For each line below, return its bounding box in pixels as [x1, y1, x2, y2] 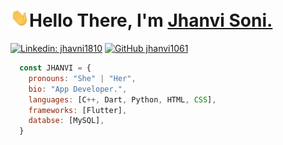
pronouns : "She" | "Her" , [28, 73, 137, 83]
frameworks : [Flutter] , [28, 105, 128, 115]
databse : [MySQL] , [28, 116, 105, 126]
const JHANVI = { [19, 63, 92, 73]
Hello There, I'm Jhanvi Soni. [29, 9, 273, 32]
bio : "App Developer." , [28, 84, 128, 94]
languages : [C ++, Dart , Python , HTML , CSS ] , [28, 94, 217, 105]
